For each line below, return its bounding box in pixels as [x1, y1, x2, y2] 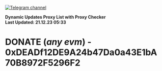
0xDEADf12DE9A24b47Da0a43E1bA [5, 47, 157, 58]
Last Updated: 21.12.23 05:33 [5, 20, 66, 25]
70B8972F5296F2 [5, 57, 81, 69]
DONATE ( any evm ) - [5, 37, 92, 47]
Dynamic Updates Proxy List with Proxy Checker [5, 14, 106, 20]
